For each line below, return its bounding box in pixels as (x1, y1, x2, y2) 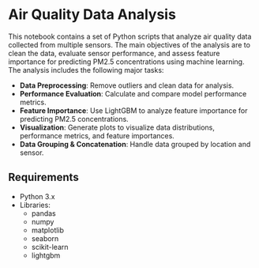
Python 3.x (19, 191, 55, 201)
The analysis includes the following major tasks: (8, 65, 164, 74)
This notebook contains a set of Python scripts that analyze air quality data (8, 32, 252, 41)
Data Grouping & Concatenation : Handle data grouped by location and (19, 139, 251, 149)
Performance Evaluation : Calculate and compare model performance (19, 89, 247, 98)
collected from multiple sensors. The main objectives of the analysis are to (8, 40, 251, 49)
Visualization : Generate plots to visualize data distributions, (19, 123, 215, 132)
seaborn (31, 233, 59, 243)
